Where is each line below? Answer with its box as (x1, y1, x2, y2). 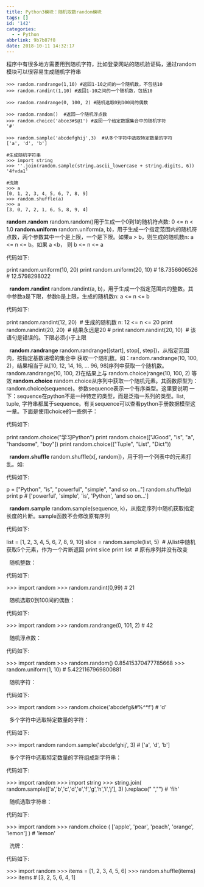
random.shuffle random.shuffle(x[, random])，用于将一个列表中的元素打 (9, 453, 192, 460)
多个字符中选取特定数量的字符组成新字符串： (9, 754, 122, 761)
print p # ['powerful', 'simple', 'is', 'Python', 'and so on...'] (6, 492, 149, 500)
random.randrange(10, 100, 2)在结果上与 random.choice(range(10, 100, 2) (6, 369, 191, 376)
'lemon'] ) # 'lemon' (6, 829, 56, 836)
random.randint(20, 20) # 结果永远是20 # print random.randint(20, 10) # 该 (6, 326, 196, 333)
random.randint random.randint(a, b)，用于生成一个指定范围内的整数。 (9, 284, 189, 292)
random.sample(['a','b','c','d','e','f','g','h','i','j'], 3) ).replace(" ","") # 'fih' (6, 785, 180, 793)
